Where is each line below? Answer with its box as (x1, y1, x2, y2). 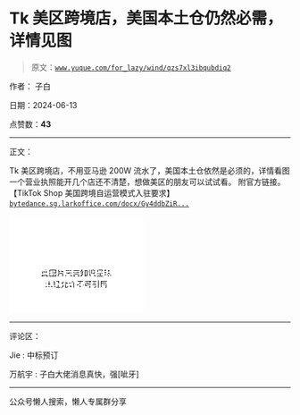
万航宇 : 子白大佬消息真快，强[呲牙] (9, 368, 140, 379)
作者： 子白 (9, 80, 51, 91)
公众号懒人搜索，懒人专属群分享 (9, 395, 127, 407)
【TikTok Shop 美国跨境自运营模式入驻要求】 (9, 187, 175, 198)
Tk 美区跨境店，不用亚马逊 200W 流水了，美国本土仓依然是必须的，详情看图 (9, 165, 290, 175)
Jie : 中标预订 (9, 350, 59, 360)
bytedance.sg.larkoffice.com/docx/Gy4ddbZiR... (9, 199, 190, 208)
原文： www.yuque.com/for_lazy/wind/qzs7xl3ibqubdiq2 (30, 62, 231, 72)
